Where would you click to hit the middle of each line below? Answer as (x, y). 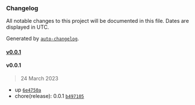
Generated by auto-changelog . (43, 39)
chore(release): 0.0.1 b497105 (49, 96)
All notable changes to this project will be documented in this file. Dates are (98, 21)
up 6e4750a (28, 90)
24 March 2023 (39, 79)
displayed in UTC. (28, 27)
